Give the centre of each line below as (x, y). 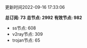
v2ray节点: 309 (27, 34)
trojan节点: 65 (26, 40)
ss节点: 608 (24, 28)
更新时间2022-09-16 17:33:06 (35, 7)
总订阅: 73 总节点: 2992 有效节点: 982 (43, 18)
